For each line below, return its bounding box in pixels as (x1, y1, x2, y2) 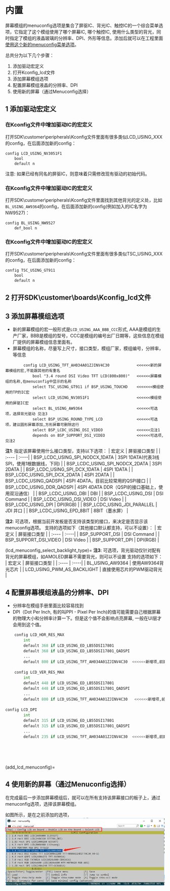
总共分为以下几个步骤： (5, 52, 54, 58)
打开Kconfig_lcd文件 (12, 69, 56, 75)
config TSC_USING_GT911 (5, 268, 56, 273)
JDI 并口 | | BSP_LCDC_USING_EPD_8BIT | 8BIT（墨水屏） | (5, 507, 129, 514)
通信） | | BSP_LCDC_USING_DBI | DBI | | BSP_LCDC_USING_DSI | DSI (18, 491, 163, 497)
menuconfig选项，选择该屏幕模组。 (5, 801, 79, 807)
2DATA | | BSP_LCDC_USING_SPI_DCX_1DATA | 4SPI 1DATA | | (5, 466, 133, 472)
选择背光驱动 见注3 (12, 411, 48, 417)
